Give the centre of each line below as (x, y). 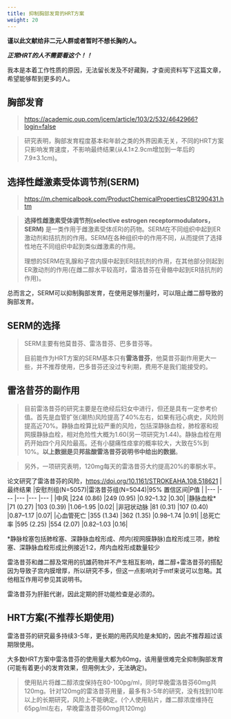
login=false (40, 127)
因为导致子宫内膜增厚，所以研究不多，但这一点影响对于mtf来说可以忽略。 (111, 571)
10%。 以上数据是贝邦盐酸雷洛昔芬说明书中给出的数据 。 (103, 451)
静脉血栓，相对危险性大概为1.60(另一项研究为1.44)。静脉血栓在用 (129, 434)
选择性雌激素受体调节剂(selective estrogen (86, 221)
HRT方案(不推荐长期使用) (61, 618)
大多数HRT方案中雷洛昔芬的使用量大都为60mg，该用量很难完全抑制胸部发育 (115, 659)
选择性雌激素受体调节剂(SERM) (73, 182)
